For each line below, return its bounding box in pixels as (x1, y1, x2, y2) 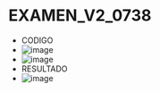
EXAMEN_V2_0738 (8, 5, 152, 26)
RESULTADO (21, 63, 68, 74)
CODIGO (21, 35, 54, 46)
